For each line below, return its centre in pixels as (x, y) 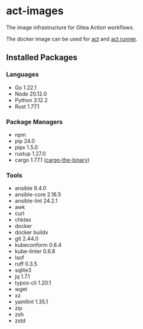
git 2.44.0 (26, 239)
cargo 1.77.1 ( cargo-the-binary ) (52, 160)
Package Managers (35, 122)
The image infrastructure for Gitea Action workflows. (70, 27)
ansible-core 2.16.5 (38, 195)
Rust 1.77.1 (27, 106)
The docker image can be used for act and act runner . (72, 39)
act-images (35, 11)
